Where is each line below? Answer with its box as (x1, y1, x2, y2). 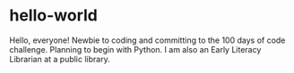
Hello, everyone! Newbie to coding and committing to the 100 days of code (9, 35, 286, 45)
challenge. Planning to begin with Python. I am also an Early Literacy (9, 44, 262, 54)
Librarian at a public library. (9, 53, 110, 64)
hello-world (9, 5, 99, 26)
